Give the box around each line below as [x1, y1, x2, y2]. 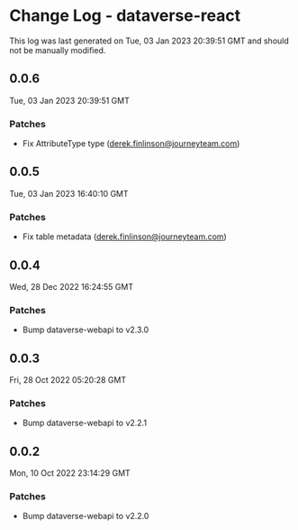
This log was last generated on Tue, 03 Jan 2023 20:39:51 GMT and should [9, 35, 290, 46]
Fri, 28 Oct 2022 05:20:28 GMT [9, 375, 127, 386]
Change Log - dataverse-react [9, 5, 241, 26]
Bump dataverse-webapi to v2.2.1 [22, 417, 147, 429]
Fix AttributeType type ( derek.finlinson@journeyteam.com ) [22, 138, 240, 149]
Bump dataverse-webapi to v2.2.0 [22, 511, 149, 522]
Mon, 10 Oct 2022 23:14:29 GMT [9, 468, 131, 479]
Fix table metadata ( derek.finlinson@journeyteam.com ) [22, 231, 227, 242]
